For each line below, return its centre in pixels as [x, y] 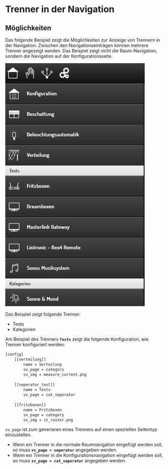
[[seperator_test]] [35, 385]
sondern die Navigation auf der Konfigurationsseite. [59, 56]
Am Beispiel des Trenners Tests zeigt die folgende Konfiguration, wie [77, 339]
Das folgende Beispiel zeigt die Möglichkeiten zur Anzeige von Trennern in [83, 40]
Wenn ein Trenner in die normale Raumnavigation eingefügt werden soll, [88, 445]
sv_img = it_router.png [48, 420]
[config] [14, 354]
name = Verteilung [43, 364]
